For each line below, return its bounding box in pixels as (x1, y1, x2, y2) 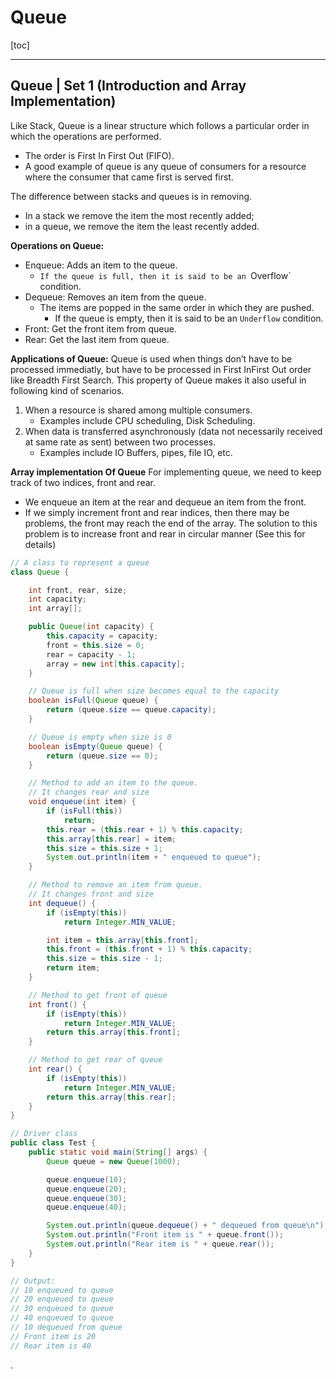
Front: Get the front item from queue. (24, 322, 177, 335)
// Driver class (10, 1129, 78, 1139)
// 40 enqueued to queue (10, 1313, 114, 1323)
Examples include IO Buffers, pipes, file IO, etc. (39, 446, 233, 458)
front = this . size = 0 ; (46, 640, 145, 650)
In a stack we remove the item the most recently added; (24, 209, 255, 221)
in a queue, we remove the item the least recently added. (24, 220, 260, 232)
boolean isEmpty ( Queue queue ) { (28, 741, 163, 751)
